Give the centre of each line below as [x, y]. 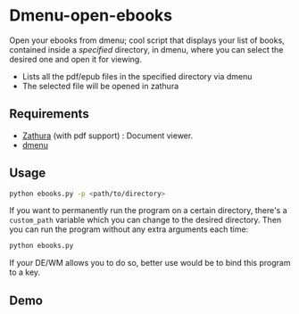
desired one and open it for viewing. [76, 59]
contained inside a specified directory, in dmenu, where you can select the [146, 49]
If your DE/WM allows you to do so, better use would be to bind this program [150, 263]
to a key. [25, 272]
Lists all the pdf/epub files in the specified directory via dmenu [137, 76]
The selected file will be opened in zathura [100, 86]
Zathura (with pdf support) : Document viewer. [108, 136]
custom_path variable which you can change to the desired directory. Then [145, 220]
